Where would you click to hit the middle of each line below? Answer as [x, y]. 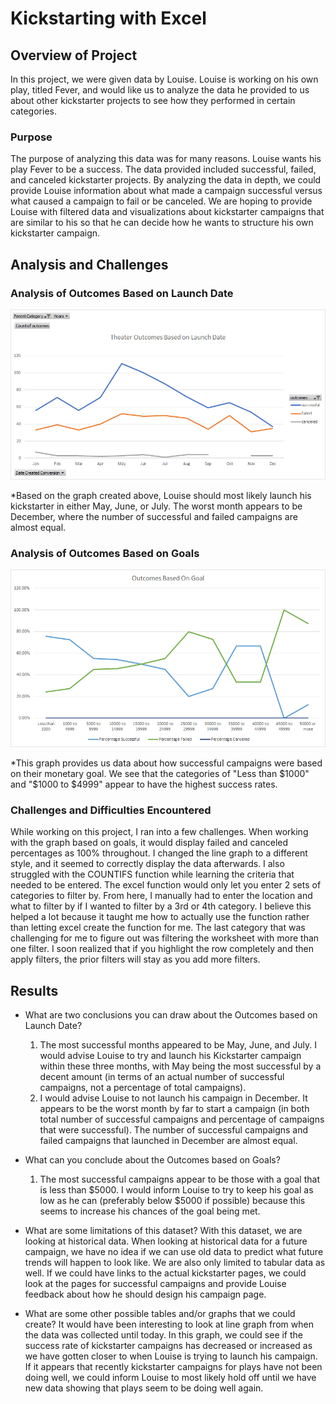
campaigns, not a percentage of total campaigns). [143, 1087]
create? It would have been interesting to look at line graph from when [169, 1324]
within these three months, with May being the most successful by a [180, 1066]
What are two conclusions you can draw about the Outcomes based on [171, 1014]
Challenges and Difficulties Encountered [111, 810]
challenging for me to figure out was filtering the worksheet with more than [165, 938]
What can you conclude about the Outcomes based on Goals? [152, 1159]
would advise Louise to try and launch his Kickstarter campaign [170, 1055]
